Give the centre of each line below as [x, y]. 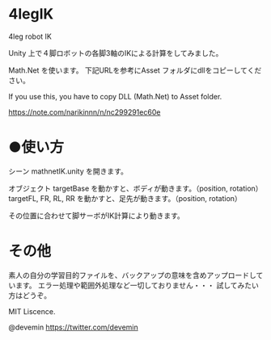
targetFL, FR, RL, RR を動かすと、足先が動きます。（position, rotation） [125, 198]
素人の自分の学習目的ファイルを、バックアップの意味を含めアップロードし [132, 275]
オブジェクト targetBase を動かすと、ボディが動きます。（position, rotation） [135, 188]
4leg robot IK [30, 36]
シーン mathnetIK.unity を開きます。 [68, 171]
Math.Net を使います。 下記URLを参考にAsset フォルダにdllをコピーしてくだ [135, 70]
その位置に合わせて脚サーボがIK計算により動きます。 [96, 216]
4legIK [31, 14]
